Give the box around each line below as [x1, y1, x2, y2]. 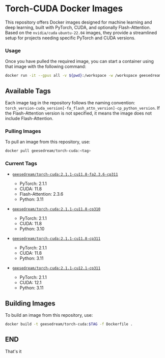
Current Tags [5, 160, 37, 167]
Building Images [5, 299, 55, 307]
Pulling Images [5, 127, 41, 134]
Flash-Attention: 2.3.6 [19, 191, 64, 197]
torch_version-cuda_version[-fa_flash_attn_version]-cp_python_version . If [5, 105, 160, 111]
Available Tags [5, 87, 51, 95]
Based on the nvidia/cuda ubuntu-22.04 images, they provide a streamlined [5, 30, 157, 35]
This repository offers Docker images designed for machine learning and [5, 19, 152, 25]
